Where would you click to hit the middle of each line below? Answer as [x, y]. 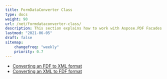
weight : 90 [16, 19]
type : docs [16, 14]
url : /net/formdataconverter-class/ [43, 24]
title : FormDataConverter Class [39, 10]
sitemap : [14, 42]
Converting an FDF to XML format [47, 66]
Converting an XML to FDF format [47, 71]
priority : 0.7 [29, 51]
